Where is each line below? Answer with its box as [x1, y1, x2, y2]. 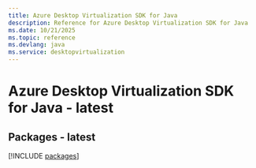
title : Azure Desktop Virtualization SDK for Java [8, 11, 178, 20]
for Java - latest [8, 99, 114, 117]
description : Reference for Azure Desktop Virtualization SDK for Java [8, 19, 248, 27]
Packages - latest [8, 130, 96, 144]
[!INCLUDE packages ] [8, 151, 80, 160]
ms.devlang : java [8, 41, 65, 49]
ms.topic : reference [8, 33, 76, 42]
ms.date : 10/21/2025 [8, 26, 76, 34]
